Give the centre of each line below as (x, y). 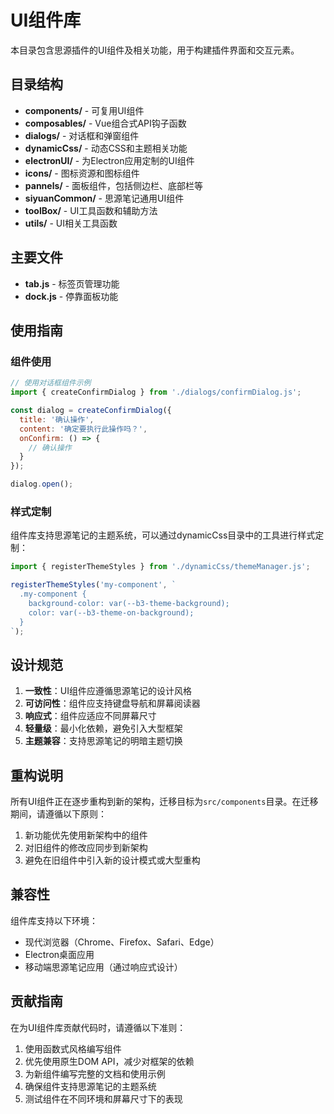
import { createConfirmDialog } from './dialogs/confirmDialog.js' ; (156, 392)
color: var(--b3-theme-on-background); (111, 612)
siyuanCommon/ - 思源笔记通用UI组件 (104, 198)
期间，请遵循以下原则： (58, 814)
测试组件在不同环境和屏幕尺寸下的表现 (103, 1098)
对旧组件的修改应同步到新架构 (86, 848)
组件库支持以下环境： (54, 920)
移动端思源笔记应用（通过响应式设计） (103, 967)
